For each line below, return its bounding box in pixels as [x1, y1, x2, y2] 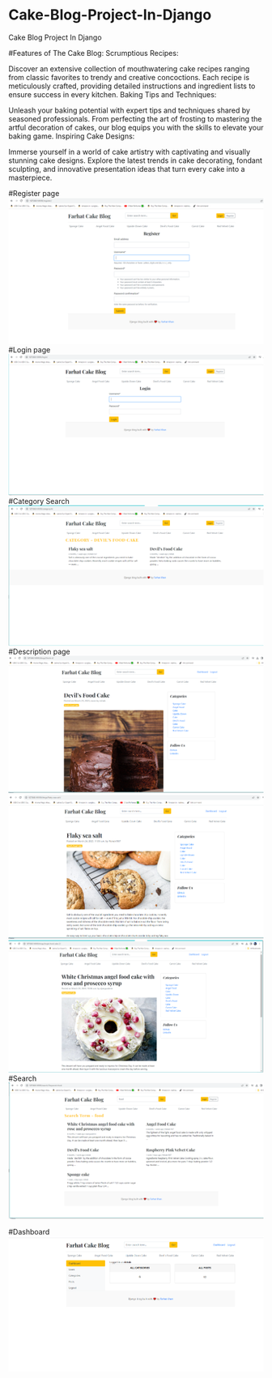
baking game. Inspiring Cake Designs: [8, 131, 135, 141]
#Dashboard [8, 1227, 50, 1237]
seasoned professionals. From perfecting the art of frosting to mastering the [8, 113, 262, 123]
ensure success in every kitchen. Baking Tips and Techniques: [8, 89, 217, 99]
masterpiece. [8, 173, 53, 182]
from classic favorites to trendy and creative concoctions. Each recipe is [8, 72, 249, 82]
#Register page [8, 188, 60, 198]
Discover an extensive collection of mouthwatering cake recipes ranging [8, 63, 250, 74]
